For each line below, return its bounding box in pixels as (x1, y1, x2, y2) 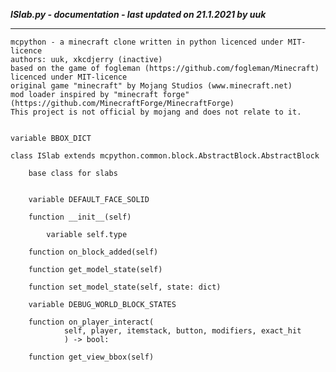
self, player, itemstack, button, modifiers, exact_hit (63, 326, 302, 336)
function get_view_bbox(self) (28, 352, 155, 362)
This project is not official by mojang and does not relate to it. (10, 107, 302, 117)
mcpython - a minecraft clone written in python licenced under (10, 37, 284, 47)
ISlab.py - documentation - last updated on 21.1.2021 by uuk (10, 9, 267, 20)
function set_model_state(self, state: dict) (28, 282, 222, 292)
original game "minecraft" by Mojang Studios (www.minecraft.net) (10, 81, 293, 91)
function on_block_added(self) (28, 247, 159, 257)
